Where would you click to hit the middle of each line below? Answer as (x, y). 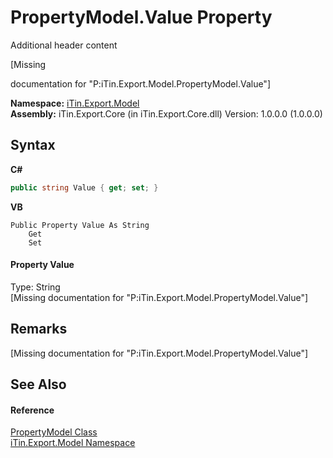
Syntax (33, 145)
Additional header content (64, 45)
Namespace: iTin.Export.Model (75, 103)
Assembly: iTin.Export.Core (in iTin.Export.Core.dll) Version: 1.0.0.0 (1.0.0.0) (166, 113)
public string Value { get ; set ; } (84, 187)
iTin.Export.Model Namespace (73, 443)
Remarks (39, 329)
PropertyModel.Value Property (141, 17)
